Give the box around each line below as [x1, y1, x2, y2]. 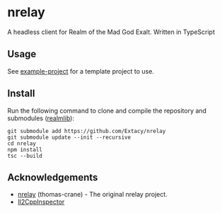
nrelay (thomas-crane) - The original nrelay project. [17, 190, 168, 199]
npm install [7, 146, 42, 153]
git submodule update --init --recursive [7, 134, 132, 141]
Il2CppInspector [17, 197, 65, 206]
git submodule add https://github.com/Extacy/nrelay [7, 127, 166, 134]
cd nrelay [7, 139, 37, 147]
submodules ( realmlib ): [7, 114, 74, 122]
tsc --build [7, 152, 42, 159]
